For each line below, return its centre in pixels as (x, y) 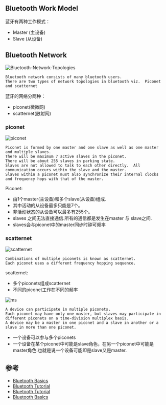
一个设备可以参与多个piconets (44, 337)
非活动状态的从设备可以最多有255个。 (53, 212)
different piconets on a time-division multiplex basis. (67, 318)
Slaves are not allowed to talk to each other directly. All (73, 165)
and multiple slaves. (28, 152)
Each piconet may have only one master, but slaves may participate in (83, 314)
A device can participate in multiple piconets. (58, 310)
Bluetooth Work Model (42, 8)
